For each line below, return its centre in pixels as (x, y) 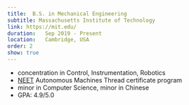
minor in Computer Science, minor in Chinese (83, 87)
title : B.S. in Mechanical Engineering (67, 14)
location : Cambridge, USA (48, 40)
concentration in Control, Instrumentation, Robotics (91, 72)
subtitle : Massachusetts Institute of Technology (82, 20)
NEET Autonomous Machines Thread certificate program (100, 80)
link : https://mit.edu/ (42, 27)
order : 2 (20, 46)
